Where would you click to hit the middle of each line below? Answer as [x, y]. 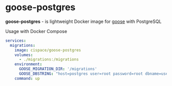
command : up [27, 78]
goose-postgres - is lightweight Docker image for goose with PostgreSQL [83, 21]
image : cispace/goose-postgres [48, 50]
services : [16, 40]
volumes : [24, 55]
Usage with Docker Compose [36, 31]
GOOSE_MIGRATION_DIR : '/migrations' [58, 69]
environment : [28, 64]
